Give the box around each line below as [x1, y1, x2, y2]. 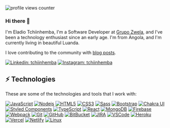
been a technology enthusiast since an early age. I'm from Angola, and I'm [5, 35, 162, 41]
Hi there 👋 [5, 17, 31, 24]
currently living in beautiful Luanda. [5, 40, 80, 46]
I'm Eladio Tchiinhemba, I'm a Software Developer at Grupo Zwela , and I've [5, 29, 163, 35]
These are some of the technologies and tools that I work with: [5, 91, 137, 97]
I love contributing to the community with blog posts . [5, 50, 116, 56]
